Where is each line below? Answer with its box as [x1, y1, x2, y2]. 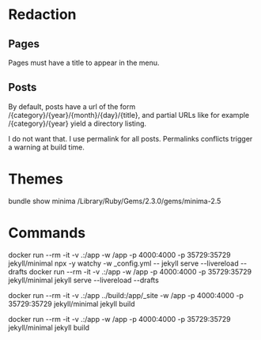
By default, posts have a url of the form [8, 101, 136, 111]
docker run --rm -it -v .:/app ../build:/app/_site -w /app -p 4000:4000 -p [8, 290, 244, 300]
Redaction [8, 6, 77, 24]
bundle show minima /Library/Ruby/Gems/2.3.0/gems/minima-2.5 [8, 196, 221, 206]
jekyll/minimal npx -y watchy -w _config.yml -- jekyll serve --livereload [8, 259, 239, 268]
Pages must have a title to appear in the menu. [8, 58, 160, 67]
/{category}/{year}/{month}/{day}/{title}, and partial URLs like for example [8, 110, 250, 119]
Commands [8, 224, 86, 242]
